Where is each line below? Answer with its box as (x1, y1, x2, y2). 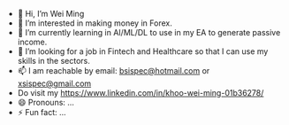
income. (17, 36, 48, 47)
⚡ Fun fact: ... (17, 107, 66, 117)
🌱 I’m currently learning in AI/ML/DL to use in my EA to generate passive (17, 27, 281, 37)
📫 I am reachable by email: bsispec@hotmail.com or (17, 66, 210, 75)
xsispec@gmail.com (17, 78, 92, 89)
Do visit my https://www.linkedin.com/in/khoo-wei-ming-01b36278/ (17, 88, 264, 98)
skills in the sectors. (17, 56, 91, 66)
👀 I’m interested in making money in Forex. (17, 18, 172, 28)
